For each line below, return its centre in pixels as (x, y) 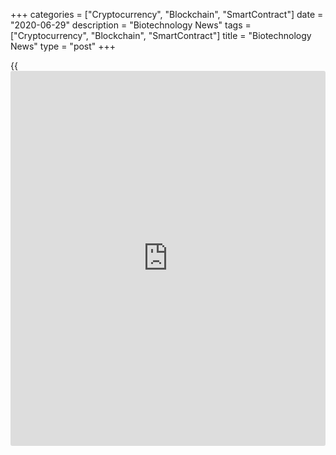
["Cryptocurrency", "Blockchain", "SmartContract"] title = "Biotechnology (161, 35)
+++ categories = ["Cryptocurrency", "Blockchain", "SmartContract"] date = (167, 14)
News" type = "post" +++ (63, 46)
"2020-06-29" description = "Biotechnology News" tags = (131, 25)
